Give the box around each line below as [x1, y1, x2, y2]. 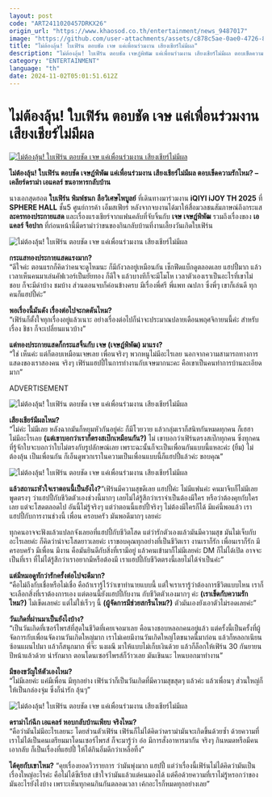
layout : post [9, 11, 53, 20]
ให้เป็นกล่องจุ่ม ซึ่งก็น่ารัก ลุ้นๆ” [9, 685, 91, 694]
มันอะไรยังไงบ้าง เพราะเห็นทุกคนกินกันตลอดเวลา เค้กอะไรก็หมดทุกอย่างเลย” [9, 778, 211, 788]
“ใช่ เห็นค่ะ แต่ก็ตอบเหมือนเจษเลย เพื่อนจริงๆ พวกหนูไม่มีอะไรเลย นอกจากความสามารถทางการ [9, 348, 259, 358]
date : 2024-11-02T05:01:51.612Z [9, 72, 118, 80]
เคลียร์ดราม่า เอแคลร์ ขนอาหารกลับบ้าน [9, 177, 111, 187]
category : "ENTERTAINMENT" [9, 57, 100, 65]
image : [9, 34, 31, 43]
